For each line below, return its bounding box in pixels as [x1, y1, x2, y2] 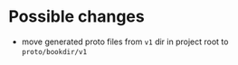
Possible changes [8, 6, 146, 27]
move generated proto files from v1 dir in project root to [21, 36, 229, 47]
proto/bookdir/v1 [21, 47, 88, 56]
